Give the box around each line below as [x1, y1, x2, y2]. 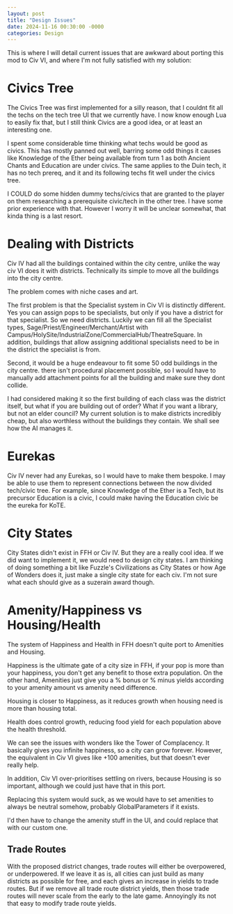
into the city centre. [7, 274, 63, 283]
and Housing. [7, 647, 46, 656]
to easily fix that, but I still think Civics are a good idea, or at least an [7, 118, 203, 127]
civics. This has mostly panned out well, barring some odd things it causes [7, 147, 221, 155]
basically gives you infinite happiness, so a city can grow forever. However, [7, 746, 223, 754]
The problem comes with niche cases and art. [7, 287, 139, 296]
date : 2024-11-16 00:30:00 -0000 [7, 23, 104, 30]
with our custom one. [7, 823, 68, 832]
